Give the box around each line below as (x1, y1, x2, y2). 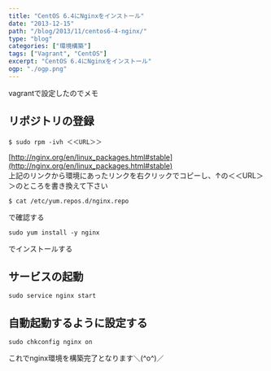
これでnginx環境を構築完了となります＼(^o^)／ (8, 353, 164, 363)
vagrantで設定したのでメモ (8, 88, 99, 98)
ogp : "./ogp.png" (8, 65, 68, 73)
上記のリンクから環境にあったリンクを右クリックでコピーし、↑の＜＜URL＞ (8, 170, 264, 180)
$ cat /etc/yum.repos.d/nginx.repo (8, 197, 129, 205)
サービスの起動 (8, 269, 84, 283)
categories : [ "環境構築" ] (8, 42, 92, 50)
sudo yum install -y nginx (8, 229, 100, 237)
